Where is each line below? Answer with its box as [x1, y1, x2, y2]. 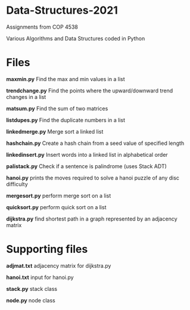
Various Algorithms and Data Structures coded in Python [6, 35, 145, 42]
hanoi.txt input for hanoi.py [6, 274, 74, 281]
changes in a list [6, 93, 46, 100]
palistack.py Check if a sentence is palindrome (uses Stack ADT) [6, 162, 167, 170]
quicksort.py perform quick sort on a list [6, 203, 107, 210]
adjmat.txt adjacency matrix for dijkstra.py [6, 262, 111, 269]
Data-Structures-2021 [6, 4, 118, 17]
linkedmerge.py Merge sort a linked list [6, 128, 104, 135]
